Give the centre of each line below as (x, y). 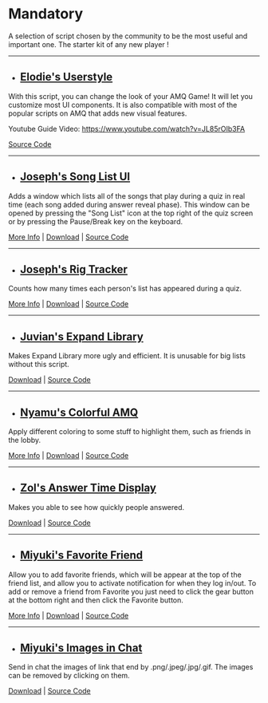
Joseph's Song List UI (75, 177)
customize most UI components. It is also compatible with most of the (123, 105)
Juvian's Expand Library (81, 336)
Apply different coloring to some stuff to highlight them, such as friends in (130, 431)
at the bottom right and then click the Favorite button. (96, 600)
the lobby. (25, 440)
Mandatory (46, 14)
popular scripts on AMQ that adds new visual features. (98, 113)
